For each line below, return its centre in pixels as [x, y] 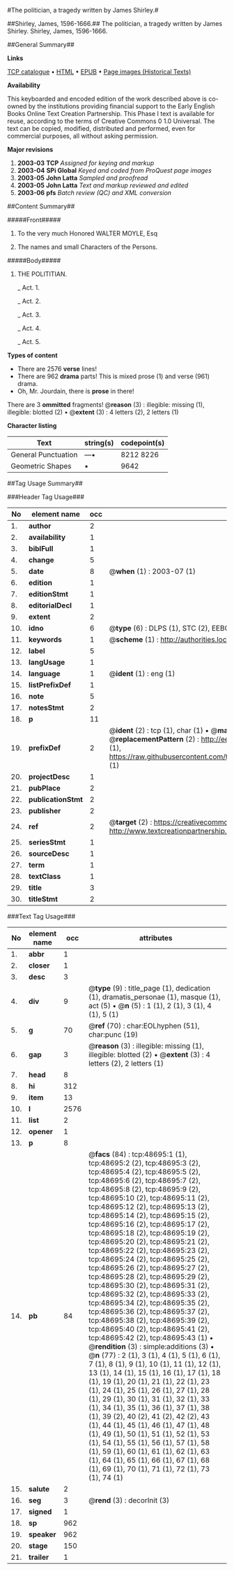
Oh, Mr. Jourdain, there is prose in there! [76, 391]
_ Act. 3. [29, 315]
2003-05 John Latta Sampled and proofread [83, 178]
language [45, 674]
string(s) [99, 443]
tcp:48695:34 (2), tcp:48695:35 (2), [149, 1303]
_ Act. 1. [29, 287]
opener [41, 1132]
